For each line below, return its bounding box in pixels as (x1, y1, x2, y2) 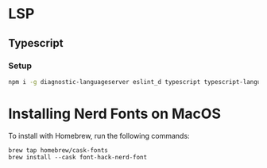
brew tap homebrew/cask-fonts (8, 146, 109, 155)
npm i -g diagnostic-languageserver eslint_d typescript (8, 78, 201, 86)
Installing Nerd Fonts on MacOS (8, 105, 221, 123)
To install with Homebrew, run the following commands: (8, 131, 190, 140)
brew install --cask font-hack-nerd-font (8, 153, 148, 161)
